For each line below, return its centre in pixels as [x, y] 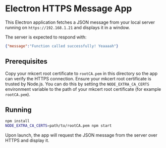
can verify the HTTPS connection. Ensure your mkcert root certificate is [78, 78]
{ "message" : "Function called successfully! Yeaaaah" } [62, 46]
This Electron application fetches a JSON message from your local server [80, 22]
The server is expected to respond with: [46, 37]
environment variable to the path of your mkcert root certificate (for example [83, 89]
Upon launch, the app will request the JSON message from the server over [81, 135]
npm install [17, 121]
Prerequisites [26, 61]
